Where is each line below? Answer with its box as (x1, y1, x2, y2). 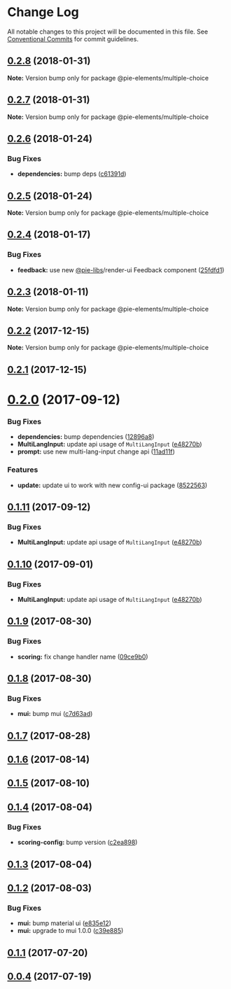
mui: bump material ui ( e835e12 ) (17, 919, 112, 927)
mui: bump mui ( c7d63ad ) (17, 710, 93, 718)
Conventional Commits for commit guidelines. (7, 34, 139, 43)
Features (7, 465, 38, 475)
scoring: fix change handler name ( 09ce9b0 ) (17, 652, 148, 661)
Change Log (7, 4, 79, 20)
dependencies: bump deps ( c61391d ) (17, 169, 127, 178)
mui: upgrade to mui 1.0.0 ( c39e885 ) (17, 927, 124, 935)
